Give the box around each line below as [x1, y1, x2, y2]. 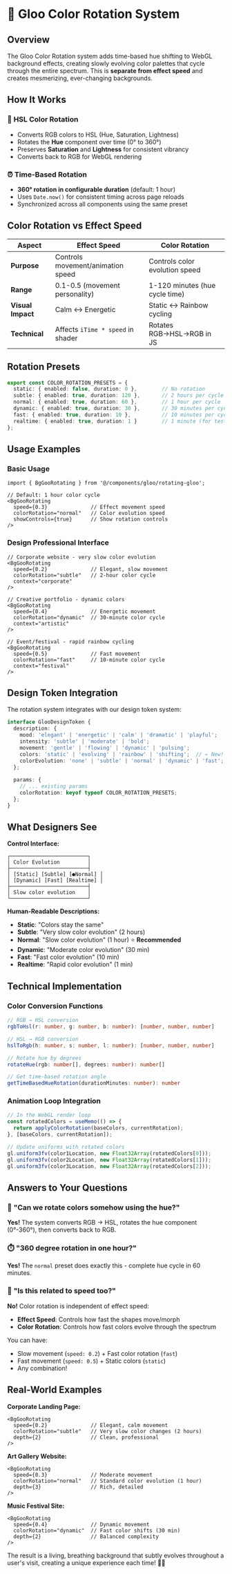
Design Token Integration [7, 687, 118, 699]
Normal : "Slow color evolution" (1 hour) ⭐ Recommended [17, 935, 182, 944]
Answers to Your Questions [7, 1182, 128, 1194]
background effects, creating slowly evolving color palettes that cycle [7, 59, 205, 68]
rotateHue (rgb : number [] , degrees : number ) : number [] [7, 1061, 166, 1068]
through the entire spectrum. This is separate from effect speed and [7, 67, 203, 75]
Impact [10, 309, 35, 318]
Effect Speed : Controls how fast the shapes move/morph [17, 1315, 180, 1323]
